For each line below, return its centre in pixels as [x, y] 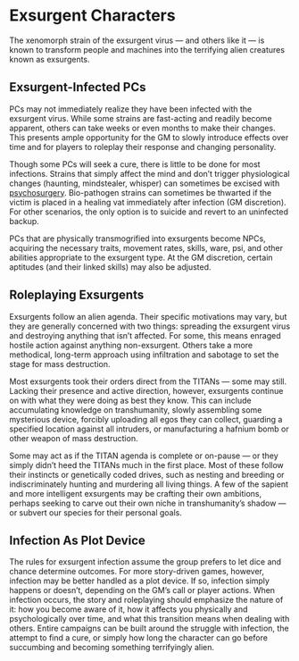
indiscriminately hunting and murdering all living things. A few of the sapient [149, 484]
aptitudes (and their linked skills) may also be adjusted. [110, 267]
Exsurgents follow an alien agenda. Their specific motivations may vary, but [148, 316]
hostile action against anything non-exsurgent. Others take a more [131, 345]
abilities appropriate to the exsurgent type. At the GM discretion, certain [141, 257]
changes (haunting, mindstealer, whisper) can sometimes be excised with [145, 183]
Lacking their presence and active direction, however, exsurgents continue [146, 390]
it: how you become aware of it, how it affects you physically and [129, 609]
